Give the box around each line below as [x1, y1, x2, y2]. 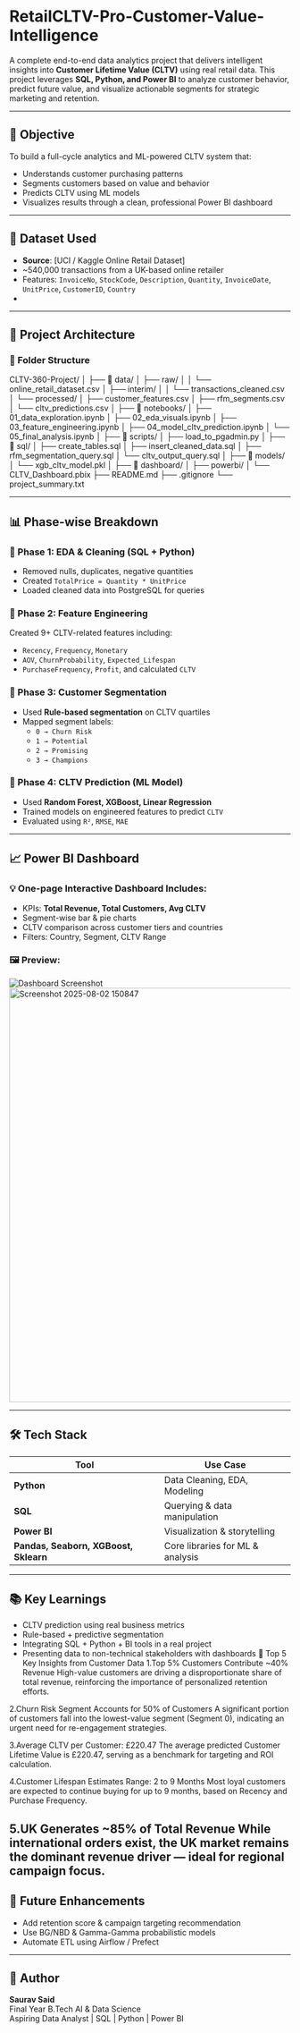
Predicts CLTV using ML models [21, 187, 140, 198]
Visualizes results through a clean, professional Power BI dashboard [21, 197, 273, 208]
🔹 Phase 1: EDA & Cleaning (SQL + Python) [9, 546, 196, 558]
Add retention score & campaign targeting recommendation [21, 1917, 241, 1928]
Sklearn [13, 1550, 47, 1563]
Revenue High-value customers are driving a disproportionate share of [21, 1667, 283, 1678]
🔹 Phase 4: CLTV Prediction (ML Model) [9, 776, 184, 789]
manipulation [163, 1510, 219, 1522]
